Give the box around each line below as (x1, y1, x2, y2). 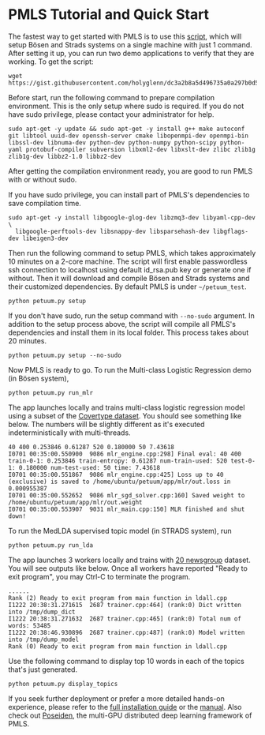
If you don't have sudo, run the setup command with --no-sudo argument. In (8, 310, 255, 321)
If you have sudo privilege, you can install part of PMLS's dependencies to (8, 189, 250, 199)
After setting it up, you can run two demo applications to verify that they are (8, 48, 255, 58)
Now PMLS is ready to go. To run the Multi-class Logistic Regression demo (8, 365, 252, 374)
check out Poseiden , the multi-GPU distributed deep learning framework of (8, 711, 252, 720)
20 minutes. (8, 336, 47, 345)
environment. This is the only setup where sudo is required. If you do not (8, 101, 244, 111)
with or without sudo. (8, 174, 77, 184)
